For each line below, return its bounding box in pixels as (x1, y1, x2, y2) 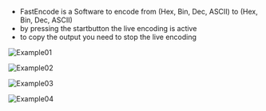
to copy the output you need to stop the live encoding (19, 32, 197, 42)
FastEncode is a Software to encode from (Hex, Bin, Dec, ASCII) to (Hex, (19, 7, 258, 16)
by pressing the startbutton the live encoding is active (19, 24, 197, 33)
